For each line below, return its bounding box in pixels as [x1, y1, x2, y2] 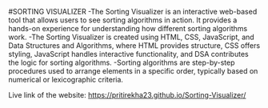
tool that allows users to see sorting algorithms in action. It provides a [8, 15, 238, 25]
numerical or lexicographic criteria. [8, 75, 124, 84]
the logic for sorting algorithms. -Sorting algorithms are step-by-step [8, 58, 235, 67]
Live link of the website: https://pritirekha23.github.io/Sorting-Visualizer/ [8, 90, 246, 99]
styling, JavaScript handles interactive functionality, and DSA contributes [8, 50, 250, 58]
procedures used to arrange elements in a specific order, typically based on [8, 66, 258, 75]
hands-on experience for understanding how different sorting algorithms [8, 24, 248, 33]
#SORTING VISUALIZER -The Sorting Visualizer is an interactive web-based [8, 7, 258, 16]
